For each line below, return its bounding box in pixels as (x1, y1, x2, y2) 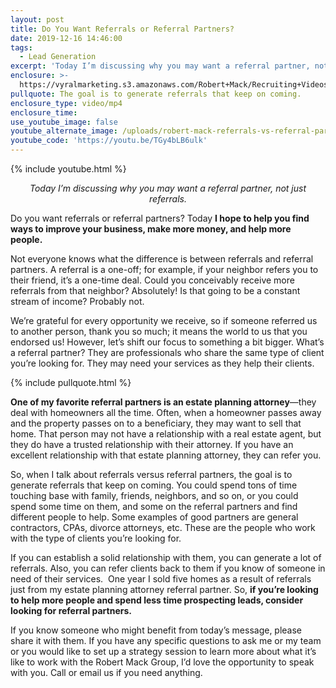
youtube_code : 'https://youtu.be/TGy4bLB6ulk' (10, 136, 208, 146)
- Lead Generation (19, 52, 97, 62)
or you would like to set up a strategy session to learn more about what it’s (10, 646, 317, 657)
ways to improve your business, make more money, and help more (10, 223, 292, 235)
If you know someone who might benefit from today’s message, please (10, 624, 303, 636)
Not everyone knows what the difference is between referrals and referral (10, 253, 314, 265)
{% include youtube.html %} (10, 163, 127, 175)
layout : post (10, 14, 65, 25)
